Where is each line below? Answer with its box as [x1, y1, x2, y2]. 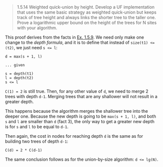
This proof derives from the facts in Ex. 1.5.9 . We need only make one [5, 34, 145, 40]
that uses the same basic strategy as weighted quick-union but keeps [17, 9, 157, 15]
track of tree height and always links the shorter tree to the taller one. [17, 15, 156, 20]
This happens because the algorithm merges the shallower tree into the [5, 108, 148, 114]
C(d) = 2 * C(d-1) [5, 148, 42, 153]
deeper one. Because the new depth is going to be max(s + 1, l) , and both [5, 113, 157, 119]
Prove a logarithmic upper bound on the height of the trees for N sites [17, 20, 157, 25]
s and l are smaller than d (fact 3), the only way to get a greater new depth [5, 119, 155, 124]
